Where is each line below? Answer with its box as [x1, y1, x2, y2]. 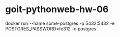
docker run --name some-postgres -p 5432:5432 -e [5, 20, 115, 26]
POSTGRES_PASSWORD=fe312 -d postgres [5, 25, 97, 31]
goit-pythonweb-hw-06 [5, 4, 109, 15]
